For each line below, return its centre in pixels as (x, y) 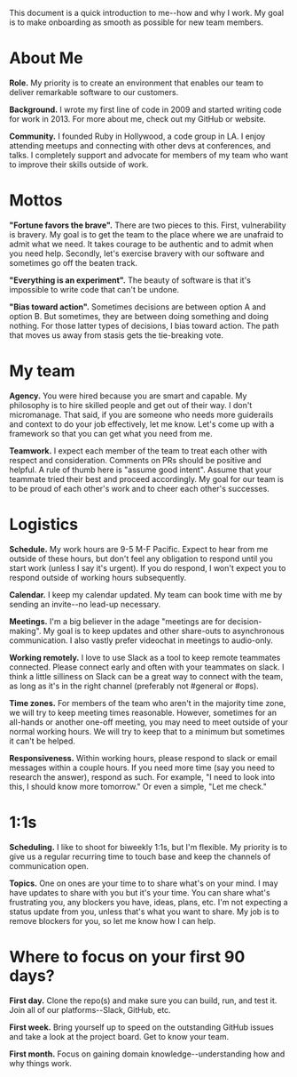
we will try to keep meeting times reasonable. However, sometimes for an (143, 712)
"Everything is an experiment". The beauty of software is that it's (130, 280)
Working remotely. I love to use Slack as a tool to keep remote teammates (145, 657)
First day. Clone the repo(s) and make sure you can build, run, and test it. (143, 1001)
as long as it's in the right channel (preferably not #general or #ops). (134, 686)
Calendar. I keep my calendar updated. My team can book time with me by (146, 594)
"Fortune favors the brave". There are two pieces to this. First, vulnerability (148, 225)
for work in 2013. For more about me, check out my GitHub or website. (137, 118)
